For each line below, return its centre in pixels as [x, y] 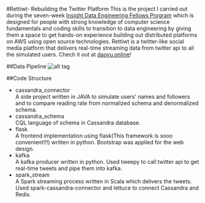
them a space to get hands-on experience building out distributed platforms [102, 35]
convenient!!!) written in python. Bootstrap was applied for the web [99, 142]
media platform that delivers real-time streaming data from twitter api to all [100, 48]
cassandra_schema [39, 116]
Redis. [23, 194]
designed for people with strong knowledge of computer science [88, 22]
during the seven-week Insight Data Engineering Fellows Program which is [100, 15]
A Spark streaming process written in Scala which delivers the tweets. [103, 181]
